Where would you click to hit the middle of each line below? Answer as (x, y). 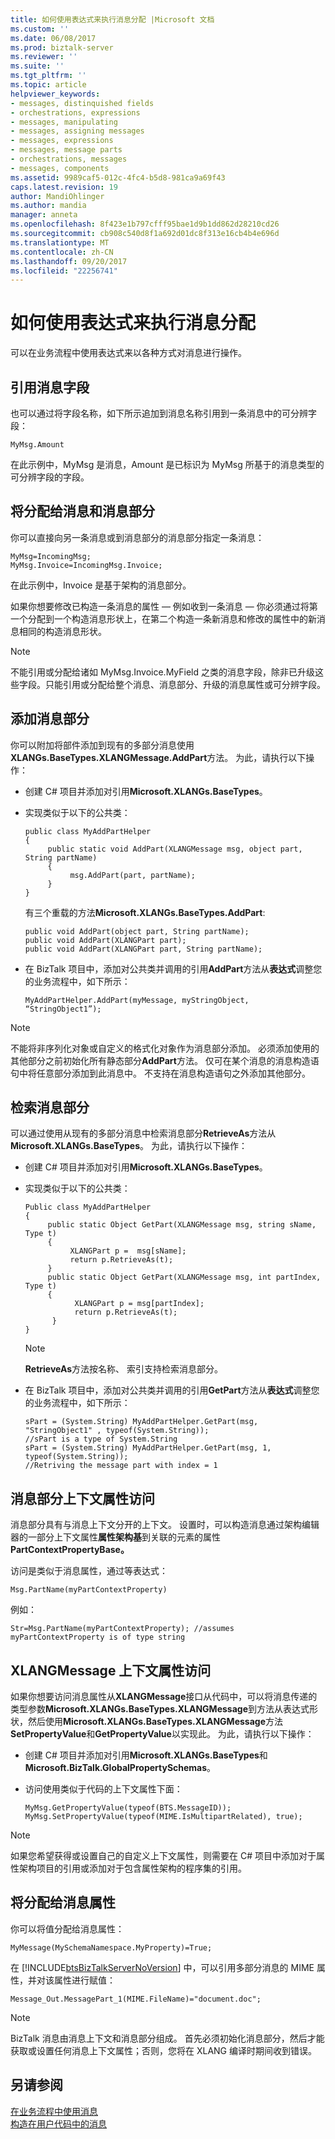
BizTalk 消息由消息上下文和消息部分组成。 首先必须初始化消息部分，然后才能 (167, 2038)
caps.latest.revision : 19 (64, 187)
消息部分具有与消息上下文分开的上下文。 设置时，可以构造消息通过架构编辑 (165, 1525)
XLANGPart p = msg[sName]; (128, 1251)
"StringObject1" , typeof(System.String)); (117, 1431)
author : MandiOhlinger (57, 196)
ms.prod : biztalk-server (62, 47)
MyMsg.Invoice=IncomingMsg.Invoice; (86, 565)
